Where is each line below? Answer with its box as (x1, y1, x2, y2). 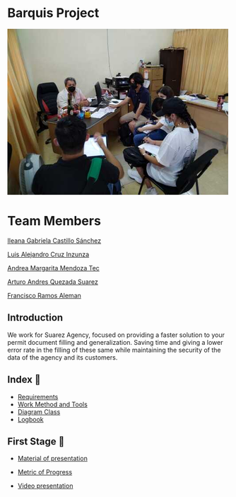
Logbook (17, 415, 44, 423)
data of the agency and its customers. (7, 353, 118, 362)
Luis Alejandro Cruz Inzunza (7, 250, 90, 258)
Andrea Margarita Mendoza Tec (7, 263, 100, 272)
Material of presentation (17, 455, 88, 463)
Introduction (7, 312, 64, 324)
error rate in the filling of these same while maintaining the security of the (7, 345, 221, 354)
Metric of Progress (17, 468, 73, 476)
